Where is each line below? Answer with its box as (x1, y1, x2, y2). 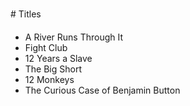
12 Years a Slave (24, 53, 93, 64)
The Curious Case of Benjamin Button (24, 84, 181, 96)
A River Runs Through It (24, 31, 124, 43)
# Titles (10, 8, 42, 20)
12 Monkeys (24, 74, 75, 85)
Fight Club (24, 42, 68, 53)
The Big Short (24, 63, 83, 75)
